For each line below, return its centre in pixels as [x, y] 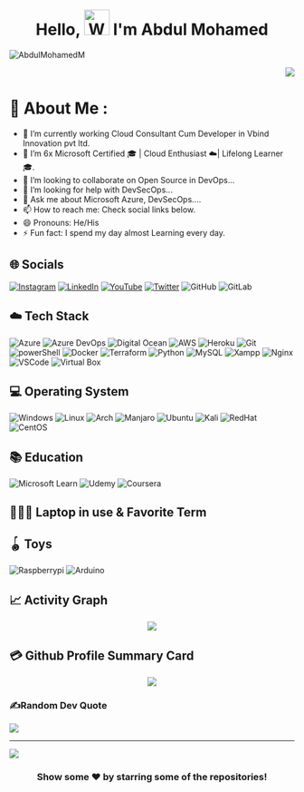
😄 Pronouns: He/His [61, 222]
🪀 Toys [31, 544]
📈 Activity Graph [59, 600]
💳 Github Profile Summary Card [102, 655]
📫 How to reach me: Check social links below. [109, 210]
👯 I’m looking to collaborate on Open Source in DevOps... [128, 180]
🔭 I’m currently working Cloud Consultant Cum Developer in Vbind [146, 133]
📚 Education [47, 457]
